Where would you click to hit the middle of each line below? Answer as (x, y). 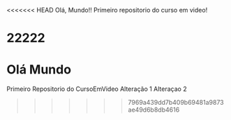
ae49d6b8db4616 (154, 110)
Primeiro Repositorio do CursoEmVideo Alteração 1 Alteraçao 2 (97, 89)
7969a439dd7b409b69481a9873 (176, 103)
